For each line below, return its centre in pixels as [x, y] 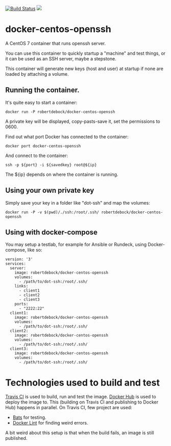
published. [16, 438]
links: [21, 286]
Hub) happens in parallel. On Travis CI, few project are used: [69, 408]
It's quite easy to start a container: [41, 102]
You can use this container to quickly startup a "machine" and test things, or [86, 53]
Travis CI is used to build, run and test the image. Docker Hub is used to [81, 397]
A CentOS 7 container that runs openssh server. [56, 43]
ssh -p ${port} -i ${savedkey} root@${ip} [51, 165]
